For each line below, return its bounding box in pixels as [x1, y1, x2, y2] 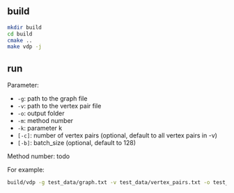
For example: [7, 166, 45, 174]
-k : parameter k [17, 124, 63, 133]
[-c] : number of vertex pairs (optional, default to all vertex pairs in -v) [17, 131, 218, 140]
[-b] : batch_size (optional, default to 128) [17, 139, 136, 147]
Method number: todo [7, 152, 70, 160]
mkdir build [7, 24, 42, 31]
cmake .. [7, 37, 33, 44]
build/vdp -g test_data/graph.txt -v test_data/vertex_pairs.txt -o [7, 179, 210, 186]
